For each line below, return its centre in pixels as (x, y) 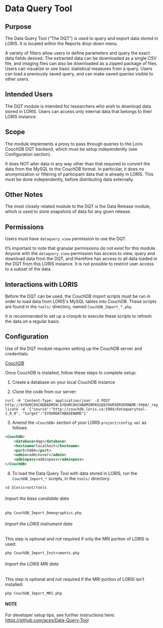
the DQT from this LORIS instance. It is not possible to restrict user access (80, 264)
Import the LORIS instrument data (39, 524)
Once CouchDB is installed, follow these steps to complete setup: (71, 372)
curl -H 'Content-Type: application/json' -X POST (58, 400)
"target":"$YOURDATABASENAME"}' (56, 413)
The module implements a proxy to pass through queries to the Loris (74, 144)
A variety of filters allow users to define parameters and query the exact (77, 53)
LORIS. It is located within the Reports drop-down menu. (61, 44)
